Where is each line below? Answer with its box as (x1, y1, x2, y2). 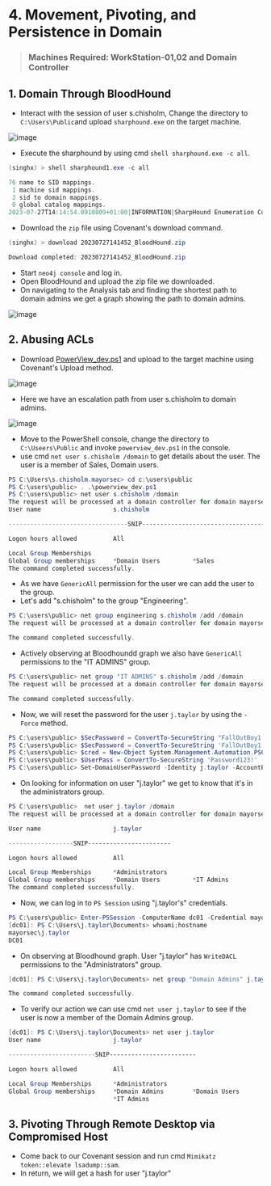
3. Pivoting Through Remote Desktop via (8, 1117, 215, 1131)
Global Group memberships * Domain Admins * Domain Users (8, 1087, 240, 1095)
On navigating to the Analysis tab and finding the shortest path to (19, 285, 237, 294)
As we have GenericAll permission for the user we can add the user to (19, 579, 255, 589)
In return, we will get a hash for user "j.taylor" (19, 1168, 172, 1178)
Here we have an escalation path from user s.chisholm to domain (19, 394, 236, 403)
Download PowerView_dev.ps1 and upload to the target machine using (19, 354, 254, 364)
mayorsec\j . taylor (8, 928, 70, 937)
